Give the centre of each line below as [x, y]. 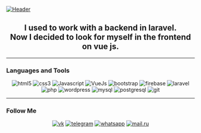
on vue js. [100, 47]
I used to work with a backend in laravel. [100, 28]
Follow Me [22, 111]
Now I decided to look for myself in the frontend [100, 37]
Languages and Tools [38, 70]
